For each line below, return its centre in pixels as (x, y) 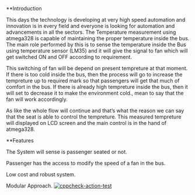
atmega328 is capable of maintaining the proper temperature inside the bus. (98, 38)
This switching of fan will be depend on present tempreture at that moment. (97, 68)
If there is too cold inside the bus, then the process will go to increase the (94, 74)
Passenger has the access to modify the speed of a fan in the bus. (86, 163)
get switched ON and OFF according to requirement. (69, 57)
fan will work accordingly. (37, 99)
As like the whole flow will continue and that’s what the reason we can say (95, 111)
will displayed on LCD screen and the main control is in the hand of (86, 123)
